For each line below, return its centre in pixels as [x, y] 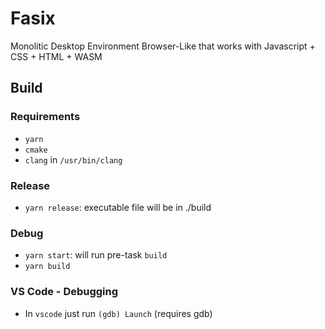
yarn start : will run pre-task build [96, 255]
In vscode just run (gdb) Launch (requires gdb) [118, 313]
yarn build [47, 267]
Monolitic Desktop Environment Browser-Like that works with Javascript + [163, 46]
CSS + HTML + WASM [56, 56]
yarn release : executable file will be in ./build [118, 207]
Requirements [45, 117]
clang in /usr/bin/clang [73, 159]
